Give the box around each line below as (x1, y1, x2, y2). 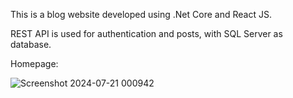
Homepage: (10, 58, 59, 69)
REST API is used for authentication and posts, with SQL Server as (10, 28, 283, 39)
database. (10, 39, 52, 50)
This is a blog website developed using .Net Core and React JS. (10, 9, 272, 20)
